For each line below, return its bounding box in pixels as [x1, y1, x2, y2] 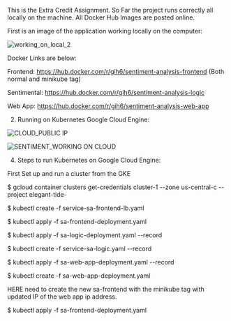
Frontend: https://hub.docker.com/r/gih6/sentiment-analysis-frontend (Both [7, 68, 225, 75]
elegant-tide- [29, 191, 68, 198]
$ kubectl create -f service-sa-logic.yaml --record [7, 244, 152, 253]
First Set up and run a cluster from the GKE [7, 170, 131, 177]
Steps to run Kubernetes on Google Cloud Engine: [17, 156, 161, 164]
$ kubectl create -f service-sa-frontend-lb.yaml [7, 204, 144, 212]
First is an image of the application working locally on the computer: [7, 27, 203, 35]
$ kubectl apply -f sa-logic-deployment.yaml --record [7, 231, 163, 239]
